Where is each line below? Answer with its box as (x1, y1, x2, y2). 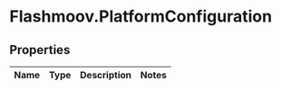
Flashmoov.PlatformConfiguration (9, 6, 273, 27)
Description (80, 69, 131, 81)
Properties (9, 42, 71, 58)
